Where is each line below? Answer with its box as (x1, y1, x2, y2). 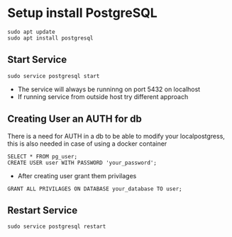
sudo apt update (7, 28, 55, 35)
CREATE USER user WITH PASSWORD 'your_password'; (7, 159, 158, 166)
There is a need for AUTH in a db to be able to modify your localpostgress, (7, 132, 226, 140)
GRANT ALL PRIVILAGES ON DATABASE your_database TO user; (7, 185, 182, 192)
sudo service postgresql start (7, 72, 100, 79)
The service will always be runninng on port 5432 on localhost (17, 85, 201, 93)
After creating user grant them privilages (17, 171, 137, 180)
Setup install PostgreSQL (7, 5, 158, 21)
